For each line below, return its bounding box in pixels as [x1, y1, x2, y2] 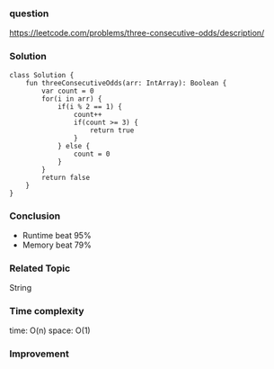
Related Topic [9, 262, 71, 274]
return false [41, 173, 91, 182]
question [9, 7, 49, 20]
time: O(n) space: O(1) [9, 325, 92, 336]
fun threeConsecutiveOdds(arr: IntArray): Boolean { [25, 78, 227, 87]
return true [89, 125, 135, 135]
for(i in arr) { [41, 94, 102, 103]
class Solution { [9, 70, 75, 79]
